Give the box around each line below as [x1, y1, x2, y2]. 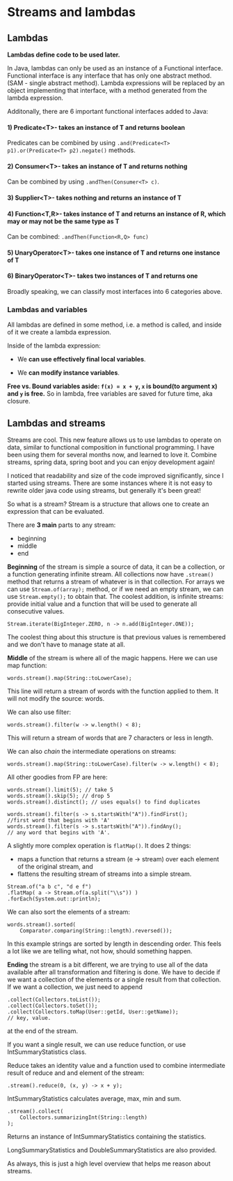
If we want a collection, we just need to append [7, 983, 143, 991]
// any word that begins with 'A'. [7, 829, 111, 836]
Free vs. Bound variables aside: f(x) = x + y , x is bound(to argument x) [7, 382, 218, 391]
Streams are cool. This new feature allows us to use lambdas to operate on [7, 436, 221, 444]
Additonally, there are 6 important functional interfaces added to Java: [7, 107, 209, 115]
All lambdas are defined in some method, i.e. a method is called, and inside [7, 320, 223, 329]
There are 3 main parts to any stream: [7, 521, 116, 529]
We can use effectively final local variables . [17, 355, 146, 364]
